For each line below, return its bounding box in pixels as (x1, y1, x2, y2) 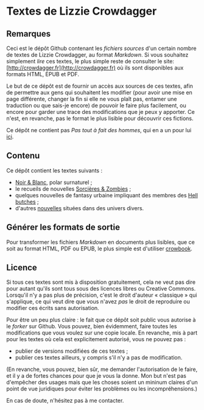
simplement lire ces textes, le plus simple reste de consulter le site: (6, 58, 175, 65)
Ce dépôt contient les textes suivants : (6, 166, 102, 174)
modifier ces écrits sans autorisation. (6, 305, 99, 312)
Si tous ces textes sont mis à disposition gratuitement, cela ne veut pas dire (6, 278, 196, 286)
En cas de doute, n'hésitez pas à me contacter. (6, 397, 124, 405)
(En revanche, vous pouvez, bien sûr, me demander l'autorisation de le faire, (6, 366, 198, 373)
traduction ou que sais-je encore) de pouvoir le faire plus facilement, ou (6, 102, 187, 109)
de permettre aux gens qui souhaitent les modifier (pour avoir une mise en (6, 89, 193, 96)
